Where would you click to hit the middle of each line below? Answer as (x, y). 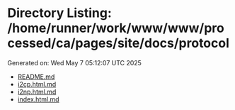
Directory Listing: (59, 13)
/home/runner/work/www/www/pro (116, 28)
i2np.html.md (37, 92)
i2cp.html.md (37, 84)
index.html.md (38, 99)
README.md (36, 77)
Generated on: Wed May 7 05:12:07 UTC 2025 (74, 62)
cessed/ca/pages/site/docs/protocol (119, 43)
